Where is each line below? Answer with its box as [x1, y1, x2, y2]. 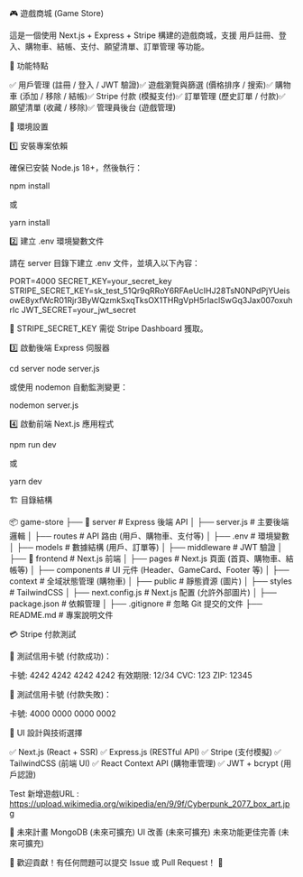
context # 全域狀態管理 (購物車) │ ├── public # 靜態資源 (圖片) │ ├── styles [9, 576, 293, 586]
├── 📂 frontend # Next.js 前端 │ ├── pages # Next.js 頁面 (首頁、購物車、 [9, 553, 286, 564]
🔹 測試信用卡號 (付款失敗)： [9, 689, 113, 699]
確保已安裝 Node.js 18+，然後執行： [9, 162, 142, 173]
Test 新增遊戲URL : [9, 789, 79, 799]
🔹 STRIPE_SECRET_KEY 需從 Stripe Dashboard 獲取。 [9, 323, 209, 334]
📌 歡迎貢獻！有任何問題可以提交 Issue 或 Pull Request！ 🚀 [9, 857, 224, 868]
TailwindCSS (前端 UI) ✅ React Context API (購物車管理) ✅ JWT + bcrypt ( [9, 758, 284, 769]
